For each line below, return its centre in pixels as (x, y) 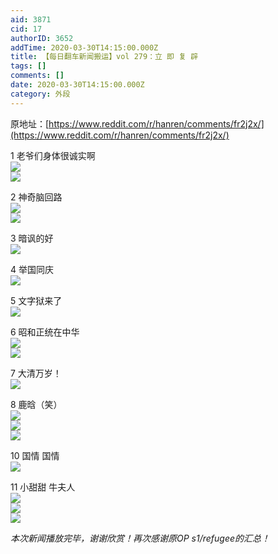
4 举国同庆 (32, 269)
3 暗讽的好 (32, 238)
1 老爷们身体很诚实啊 (53, 155)
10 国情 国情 (35, 455)
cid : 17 (26, 29)
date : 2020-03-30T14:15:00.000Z (77, 85)
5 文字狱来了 (36, 300)
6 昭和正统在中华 (45, 332)
